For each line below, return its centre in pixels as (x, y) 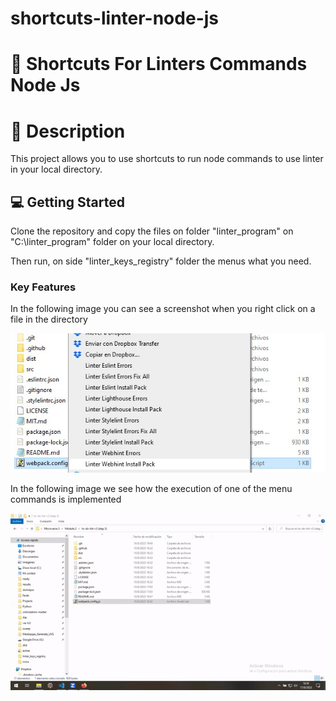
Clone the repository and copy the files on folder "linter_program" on (152, 231)
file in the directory (49, 319)
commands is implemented (66, 499)
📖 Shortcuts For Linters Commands (159, 64)
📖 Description (68, 131)
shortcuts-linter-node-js (114, 18)
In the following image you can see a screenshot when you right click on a (163, 309)
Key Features (43, 287)
